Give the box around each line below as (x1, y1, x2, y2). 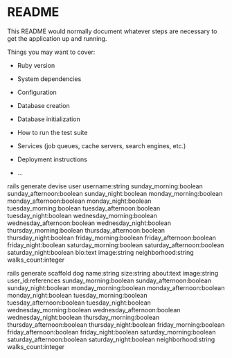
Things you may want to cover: (7, 48, 96, 56)
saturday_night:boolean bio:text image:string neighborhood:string (7, 248, 194, 256)
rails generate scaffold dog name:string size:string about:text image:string (7, 269, 219, 277)
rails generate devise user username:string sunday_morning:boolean (7, 181, 203, 190)
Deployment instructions (17, 155, 88, 163)
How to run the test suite (17, 128, 88, 136)
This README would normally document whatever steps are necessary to (7, 27, 217, 35)
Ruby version (17, 61, 55, 69)
